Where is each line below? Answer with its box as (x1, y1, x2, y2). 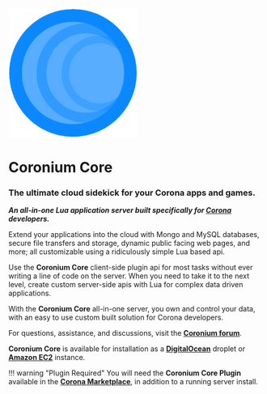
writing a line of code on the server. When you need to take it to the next (8, 271, 250, 281)
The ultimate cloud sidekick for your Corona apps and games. (8, 187, 256, 198)
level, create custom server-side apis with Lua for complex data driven (8, 280, 244, 290)
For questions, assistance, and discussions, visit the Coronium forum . (8, 328, 243, 338)
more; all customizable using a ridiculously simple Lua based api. (8, 247, 225, 256)
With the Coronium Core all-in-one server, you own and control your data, (8, 304, 256, 314)
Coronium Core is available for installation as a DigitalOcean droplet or (8, 344, 245, 354)
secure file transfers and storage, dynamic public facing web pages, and (8, 239, 251, 248)
